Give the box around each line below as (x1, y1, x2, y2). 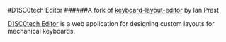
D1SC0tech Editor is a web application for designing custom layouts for (7, 20, 215, 27)
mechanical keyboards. (7, 27, 76, 35)
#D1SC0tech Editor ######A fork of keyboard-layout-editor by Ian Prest (7, 6, 220, 14)
